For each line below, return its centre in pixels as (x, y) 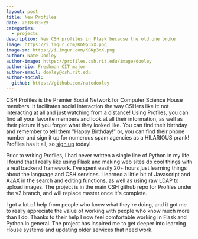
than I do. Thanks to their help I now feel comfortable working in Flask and (97, 217)
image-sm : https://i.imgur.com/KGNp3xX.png (61, 50)
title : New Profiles (32, 17)
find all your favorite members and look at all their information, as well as (95, 119)
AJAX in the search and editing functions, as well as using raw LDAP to (92, 180)
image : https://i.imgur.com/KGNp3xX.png (57, 45)
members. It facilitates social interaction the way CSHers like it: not (87, 106)
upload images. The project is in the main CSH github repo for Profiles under (99, 187)
